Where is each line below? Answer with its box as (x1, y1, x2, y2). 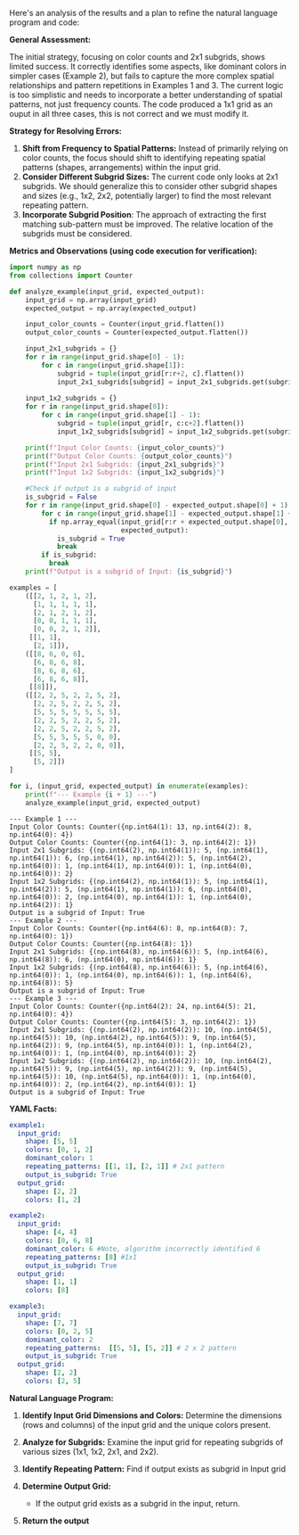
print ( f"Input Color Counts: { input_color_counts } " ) (25, 443, 225, 452)
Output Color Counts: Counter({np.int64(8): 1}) (9, 939, 193, 948)
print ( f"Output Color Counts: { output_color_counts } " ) (25, 451, 233, 460)
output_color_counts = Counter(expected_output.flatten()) (25, 328, 249, 337)
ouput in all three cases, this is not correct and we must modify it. (9, 109, 249, 119)
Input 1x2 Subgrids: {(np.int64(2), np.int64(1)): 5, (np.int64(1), (9, 877, 269, 886)
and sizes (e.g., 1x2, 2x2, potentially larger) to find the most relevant (21, 191, 271, 201)
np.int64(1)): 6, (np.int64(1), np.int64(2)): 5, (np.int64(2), (9, 854, 253, 862)
